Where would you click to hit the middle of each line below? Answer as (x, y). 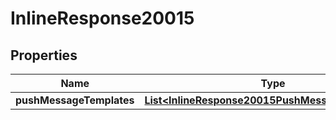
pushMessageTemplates (75, 100)
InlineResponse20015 (102, 18)
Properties (44, 55)
